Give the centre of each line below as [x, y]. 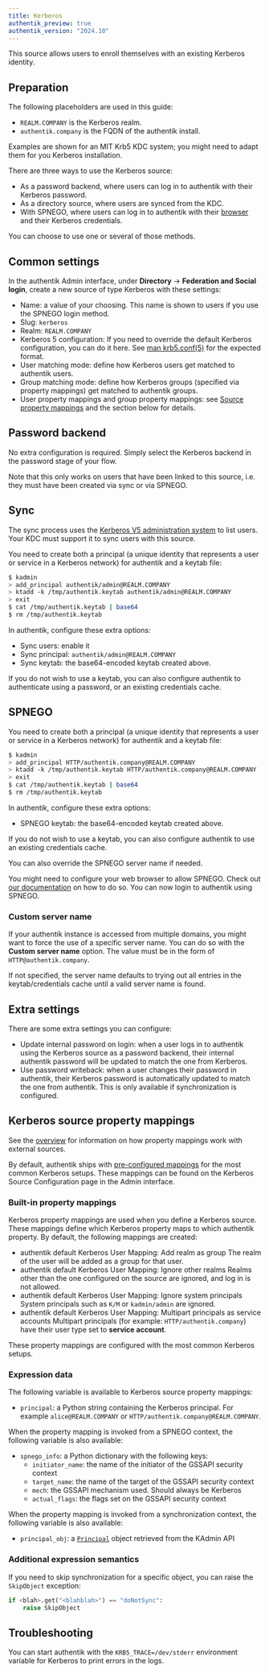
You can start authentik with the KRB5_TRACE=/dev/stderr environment [123, 1652]
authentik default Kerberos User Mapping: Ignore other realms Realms [136, 1270]
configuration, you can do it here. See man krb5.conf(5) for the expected [140, 348]
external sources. [37, 1149]
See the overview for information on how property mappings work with [126, 1140]
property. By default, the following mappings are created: [103, 1237]
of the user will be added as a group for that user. [102, 1262]
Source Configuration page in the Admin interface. [92, 1181]
